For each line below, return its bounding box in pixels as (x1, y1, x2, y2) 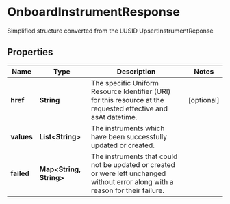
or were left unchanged (91, 169, 166, 178)
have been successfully (91, 132, 168, 141)
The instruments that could (91, 151, 178, 161)
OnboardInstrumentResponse (7, 4, 180, 20)
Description (116, 66, 156, 76)
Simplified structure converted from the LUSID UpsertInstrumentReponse (7, 27, 214, 35)
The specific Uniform (91, 78, 159, 87)
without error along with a (91, 177, 174, 186)
